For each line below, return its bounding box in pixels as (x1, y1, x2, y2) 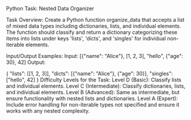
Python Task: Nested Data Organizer (6, 5, 94, 12)
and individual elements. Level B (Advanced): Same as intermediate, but (6, 89, 180, 95)
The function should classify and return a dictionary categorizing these (6, 29, 178, 36)
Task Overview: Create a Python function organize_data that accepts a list (6, 16, 185, 23)
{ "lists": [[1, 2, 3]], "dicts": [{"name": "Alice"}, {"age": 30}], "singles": (6, 70, 173, 77)
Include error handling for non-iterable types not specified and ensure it (6, 101, 180, 108)
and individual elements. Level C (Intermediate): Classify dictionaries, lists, (6, 83, 186, 90)
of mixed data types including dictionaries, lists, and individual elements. (6, 23, 182, 29)
